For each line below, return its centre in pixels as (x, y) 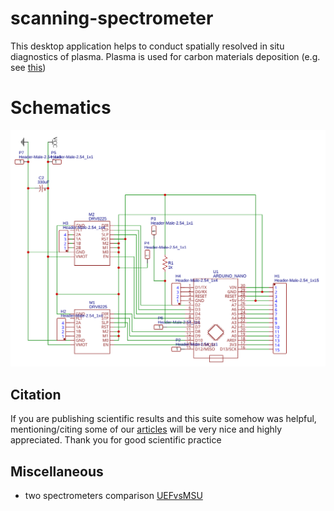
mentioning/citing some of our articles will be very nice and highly (146, 429)
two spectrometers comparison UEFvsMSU (113, 495)
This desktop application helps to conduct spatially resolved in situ (147, 46)
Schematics (61, 108)
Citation (36, 394)
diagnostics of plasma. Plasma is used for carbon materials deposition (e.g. (165, 56)
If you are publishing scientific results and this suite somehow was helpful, (163, 419)
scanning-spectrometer (112, 18)
